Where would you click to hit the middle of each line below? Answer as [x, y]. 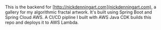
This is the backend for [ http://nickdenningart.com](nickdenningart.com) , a [81, 7]
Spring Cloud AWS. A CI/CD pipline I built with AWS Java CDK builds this [78, 17]
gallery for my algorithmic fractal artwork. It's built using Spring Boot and [79, 12]
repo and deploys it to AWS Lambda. [42, 22]
